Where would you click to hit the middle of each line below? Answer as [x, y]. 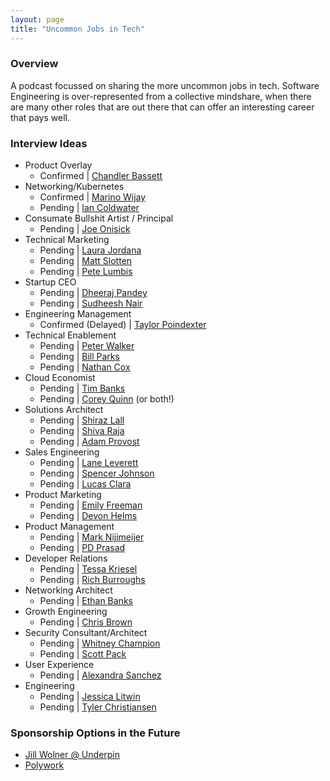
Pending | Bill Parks [79, 357]
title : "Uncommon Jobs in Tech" [77, 29]
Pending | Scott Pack [83, 654]
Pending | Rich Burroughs [92, 580]
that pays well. [40, 117]
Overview [34, 64]
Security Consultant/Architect [86, 633]
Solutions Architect [64, 410]
